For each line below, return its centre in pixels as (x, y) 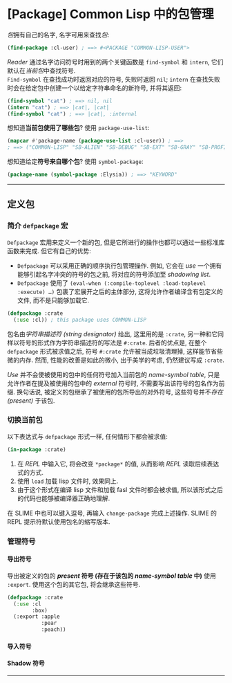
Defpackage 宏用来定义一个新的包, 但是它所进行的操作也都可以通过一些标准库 (116, 242)
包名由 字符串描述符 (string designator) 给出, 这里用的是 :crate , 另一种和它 (113, 334)
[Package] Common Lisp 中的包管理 (110, 14)
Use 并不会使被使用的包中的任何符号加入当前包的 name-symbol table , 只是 (114, 374)
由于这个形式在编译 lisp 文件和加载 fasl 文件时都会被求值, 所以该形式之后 (120, 489)
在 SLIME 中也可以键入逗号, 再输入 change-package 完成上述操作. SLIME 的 (112, 513)
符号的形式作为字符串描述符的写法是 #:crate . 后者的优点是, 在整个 (113, 343)
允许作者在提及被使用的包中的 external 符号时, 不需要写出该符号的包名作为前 (116, 383)
